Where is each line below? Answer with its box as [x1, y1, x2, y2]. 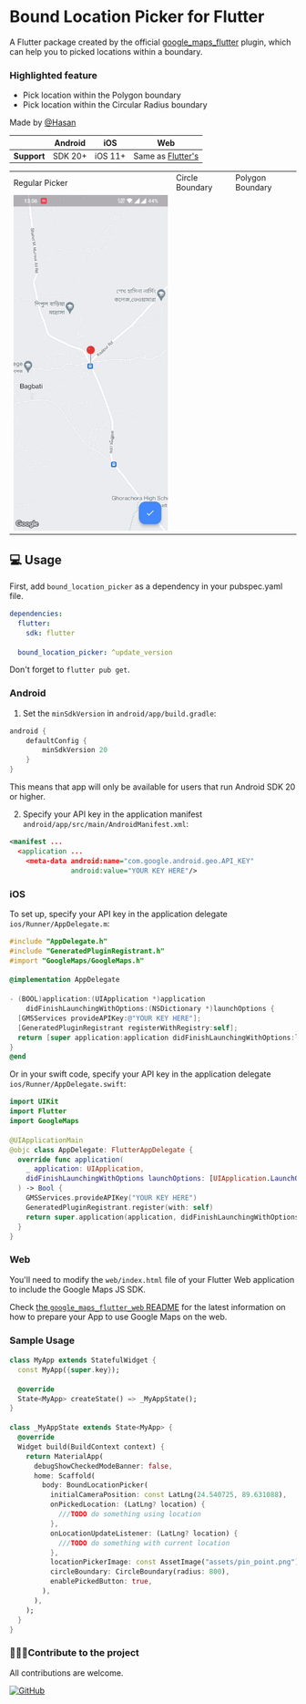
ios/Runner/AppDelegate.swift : [9, 1079, 127, 1090]
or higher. [9, 791, 46, 802]
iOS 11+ [94, 150, 126, 161]
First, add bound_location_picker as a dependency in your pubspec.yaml [9, 581, 283, 592]
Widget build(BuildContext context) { [17, 1442, 166, 1451]
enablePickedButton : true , [49, 1577, 153, 1586]
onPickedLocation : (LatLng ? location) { [49, 1500, 206, 1510]
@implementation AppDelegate [9, 976, 120, 985]
